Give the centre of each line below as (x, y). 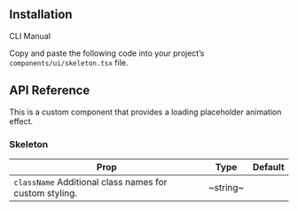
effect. (21, 121)
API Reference (50, 91)
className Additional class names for (90, 182)
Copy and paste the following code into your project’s (107, 53)
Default (268, 167)
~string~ (226, 187)
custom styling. (46, 192)
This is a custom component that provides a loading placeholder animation (145, 112)
